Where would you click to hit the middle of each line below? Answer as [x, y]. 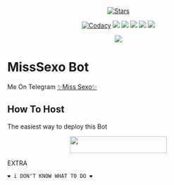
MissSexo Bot [48, 67]
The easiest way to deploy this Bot [57, 126]
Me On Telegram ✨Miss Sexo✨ [52, 86]
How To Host [36, 109]
